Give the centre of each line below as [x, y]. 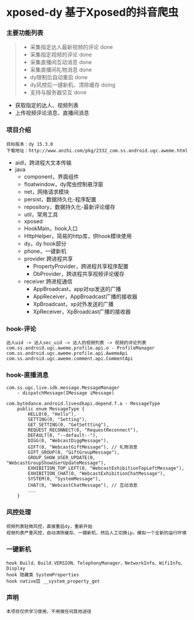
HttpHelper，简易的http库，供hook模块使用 [78, 236]
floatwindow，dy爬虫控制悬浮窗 [64, 184]
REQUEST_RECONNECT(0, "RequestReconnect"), [83, 430]
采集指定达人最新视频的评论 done [71, 47]
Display [16, 568]
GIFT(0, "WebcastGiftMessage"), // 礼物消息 [83, 447]
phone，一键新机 [45, 251]
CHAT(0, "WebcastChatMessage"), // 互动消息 [83, 485]
